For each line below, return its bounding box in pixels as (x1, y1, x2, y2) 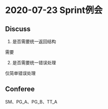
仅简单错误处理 (5, 70, 36, 76)
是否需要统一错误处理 (12, 60, 56, 65)
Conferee (5, 85, 35, 94)
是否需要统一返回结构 (12, 38, 56, 44)
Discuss (5, 24, 31, 33)
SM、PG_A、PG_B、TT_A (5, 99, 57, 105)
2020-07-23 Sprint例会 (5, 4, 103, 16)
